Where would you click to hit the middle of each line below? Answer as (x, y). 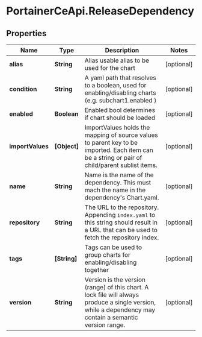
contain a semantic (111, 317)
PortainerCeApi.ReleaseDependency (100, 11)
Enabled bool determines (120, 110)
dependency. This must (118, 182)
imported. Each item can (119, 150)
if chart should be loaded (120, 118)
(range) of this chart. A (117, 287)
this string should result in (121, 222)
